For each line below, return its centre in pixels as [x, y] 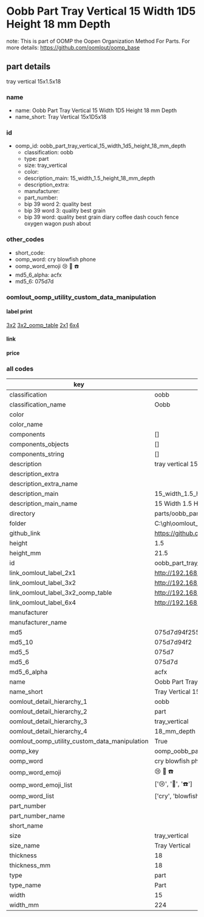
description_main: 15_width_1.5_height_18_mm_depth [90, 179]
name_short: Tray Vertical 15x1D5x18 [61, 117]
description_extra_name [43, 484]
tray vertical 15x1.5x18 [34, 81]
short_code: [30, 253]
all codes [20, 369]
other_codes [25, 239]
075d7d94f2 [173, 642]
